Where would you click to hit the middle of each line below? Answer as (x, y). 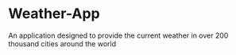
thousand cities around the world (62, 43)
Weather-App (54, 14)
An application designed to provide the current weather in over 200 (118, 35)
